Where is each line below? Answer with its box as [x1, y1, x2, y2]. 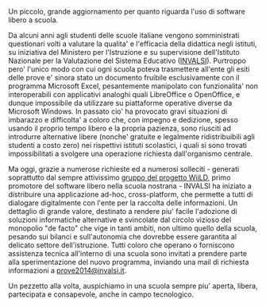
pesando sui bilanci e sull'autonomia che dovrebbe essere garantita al [8, 232, 237, 241]
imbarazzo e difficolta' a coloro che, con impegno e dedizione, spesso [8, 115, 238, 124]
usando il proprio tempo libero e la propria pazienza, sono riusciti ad [8, 123, 232, 133]
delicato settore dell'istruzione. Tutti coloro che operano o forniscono [8, 240, 235, 250]
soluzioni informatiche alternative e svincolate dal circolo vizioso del [8, 215, 232, 224]
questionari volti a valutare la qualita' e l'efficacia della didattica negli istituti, [8, 39, 257, 49]
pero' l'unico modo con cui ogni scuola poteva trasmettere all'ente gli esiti [8, 64, 250, 74]
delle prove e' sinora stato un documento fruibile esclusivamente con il [8, 73, 240, 82]
